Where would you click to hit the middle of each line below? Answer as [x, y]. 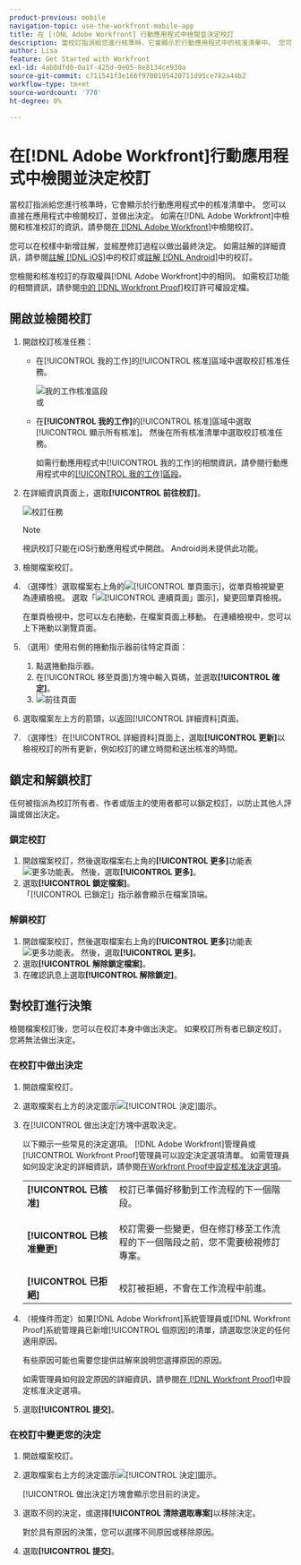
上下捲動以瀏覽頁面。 [61, 628]
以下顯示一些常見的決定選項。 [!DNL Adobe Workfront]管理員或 [139, 1144]
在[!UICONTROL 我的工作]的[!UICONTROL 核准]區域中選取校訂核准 [159, 361]
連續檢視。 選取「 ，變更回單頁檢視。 [158, 598]
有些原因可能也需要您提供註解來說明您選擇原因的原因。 [124, 1360]
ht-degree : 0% [36, 101]
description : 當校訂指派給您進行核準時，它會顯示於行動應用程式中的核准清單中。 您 [147, 43]
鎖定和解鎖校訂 [51, 780]
